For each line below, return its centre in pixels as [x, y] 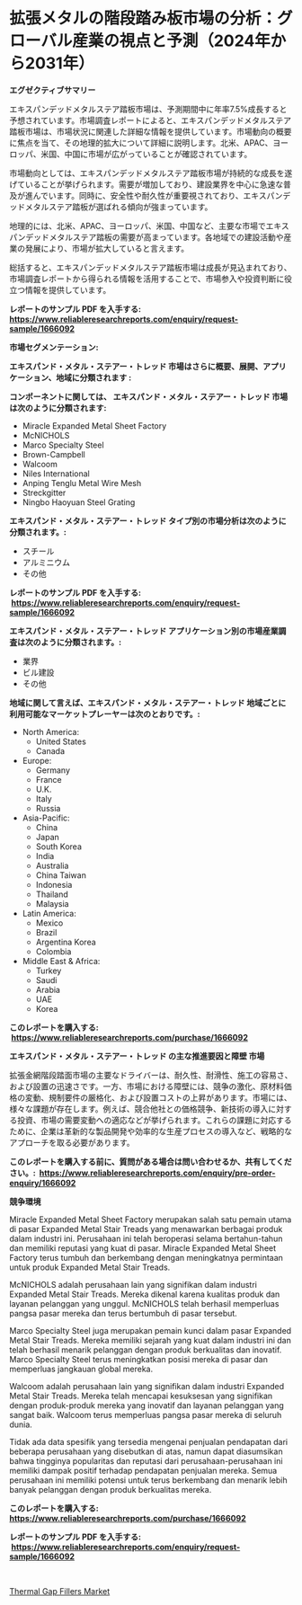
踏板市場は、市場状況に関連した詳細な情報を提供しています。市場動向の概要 [151, 131]
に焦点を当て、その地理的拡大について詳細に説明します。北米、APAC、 [141, 142]
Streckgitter [44, 492]
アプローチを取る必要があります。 [72, 1142]
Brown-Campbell [53, 454]
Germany [53, 770]
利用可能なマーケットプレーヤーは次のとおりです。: [105, 714]
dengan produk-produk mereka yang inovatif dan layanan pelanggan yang [147, 1405]
